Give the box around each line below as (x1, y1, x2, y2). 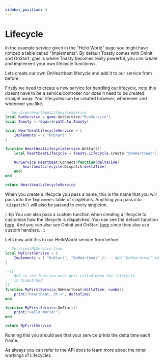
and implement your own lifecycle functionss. (5, 60, 97, 67)
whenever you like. (5, 101, 43, 107)
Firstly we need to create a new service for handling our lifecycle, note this (5, 85, 156, 91)
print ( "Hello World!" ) (14, 310, 60, 315)
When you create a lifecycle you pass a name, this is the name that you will (5, 191, 157, 197)
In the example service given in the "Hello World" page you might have (5, 45, 148, 51)
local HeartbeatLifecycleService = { (5, 128, 82, 133)
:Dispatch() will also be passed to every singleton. (5, 202, 108, 208)
